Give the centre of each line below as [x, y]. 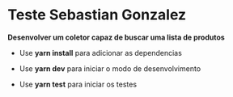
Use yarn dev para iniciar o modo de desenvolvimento [110, 68]
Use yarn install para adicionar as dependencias [101, 53]
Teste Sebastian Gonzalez [97, 15]
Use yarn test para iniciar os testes [78, 84]
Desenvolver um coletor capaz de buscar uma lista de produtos [116, 37]
